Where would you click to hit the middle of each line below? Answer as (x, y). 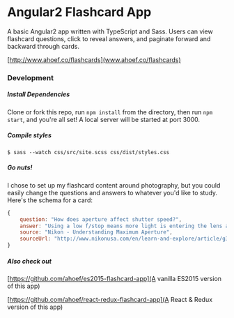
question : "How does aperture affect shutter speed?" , (101, 219)
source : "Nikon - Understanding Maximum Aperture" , (96, 232)
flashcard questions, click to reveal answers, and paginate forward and (109, 38)
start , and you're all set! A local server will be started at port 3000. (104, 119)
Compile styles (30, 135)
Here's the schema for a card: (50, 200)
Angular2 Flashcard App (79, 12)
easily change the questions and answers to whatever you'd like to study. (112, 192)
